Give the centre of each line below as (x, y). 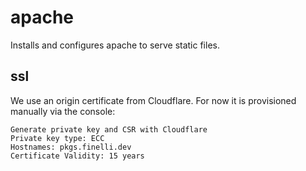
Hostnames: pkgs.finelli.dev (71, 147)
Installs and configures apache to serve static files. (115, 45)
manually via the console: (63, 111)
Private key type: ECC (57, 138)
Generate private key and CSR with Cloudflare (109, 129)
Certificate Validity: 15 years (77, 156)
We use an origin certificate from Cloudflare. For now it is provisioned (153, 100)
